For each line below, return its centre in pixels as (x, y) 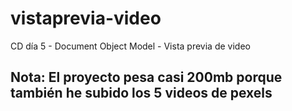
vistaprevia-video (86, 18)
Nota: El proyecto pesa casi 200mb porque (146, 77)
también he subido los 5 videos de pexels (141, 93)
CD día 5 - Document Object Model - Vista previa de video (130, 46)
